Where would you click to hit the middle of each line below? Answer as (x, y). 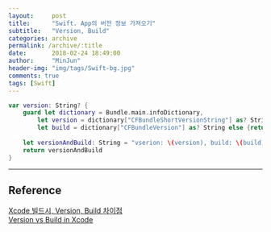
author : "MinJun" (45, 61)
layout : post (38, 16)
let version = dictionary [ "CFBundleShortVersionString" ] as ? (142, 120)
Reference (35, 190)
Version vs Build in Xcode (51, 220)
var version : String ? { (48, 106)
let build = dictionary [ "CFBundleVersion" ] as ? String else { (144, 128)
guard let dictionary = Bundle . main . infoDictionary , (113, 113)
